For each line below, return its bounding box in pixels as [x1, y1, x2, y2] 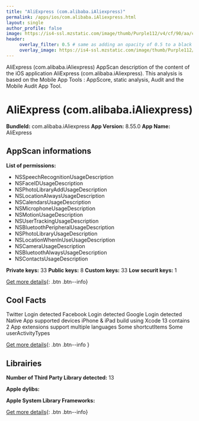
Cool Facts [6, 295, 46, 305]
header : [6, 36, 25, 42]
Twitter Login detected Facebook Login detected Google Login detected [6, 311, 182, 318]
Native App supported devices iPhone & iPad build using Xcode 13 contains [6, 317, 190, 324]
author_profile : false [6, 25, 62, 31]
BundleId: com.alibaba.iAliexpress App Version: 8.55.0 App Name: [6, 123, 171, 130]
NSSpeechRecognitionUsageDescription [14, 173, 114, 181]
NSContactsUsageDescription [14, 255, 88, 262]
